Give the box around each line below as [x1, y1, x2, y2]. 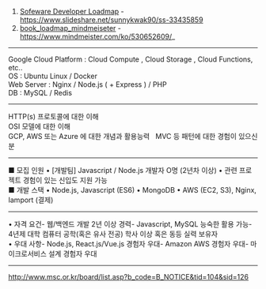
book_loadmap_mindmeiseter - [19, 24, 121, 32]
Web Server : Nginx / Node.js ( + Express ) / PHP [8, 80, 168, 89]
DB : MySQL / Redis [8, 88, 73, 97]
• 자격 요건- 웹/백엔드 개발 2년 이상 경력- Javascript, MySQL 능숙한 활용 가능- [8, 220, 253, 228]
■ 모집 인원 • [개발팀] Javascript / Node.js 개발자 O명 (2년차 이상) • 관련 [8, 166, 237, 175]
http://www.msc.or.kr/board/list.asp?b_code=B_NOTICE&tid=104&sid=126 [8, 272, 249, 281]
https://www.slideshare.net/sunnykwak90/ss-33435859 [19, 15, 203, 24]
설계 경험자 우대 [48, 249, 97, 258]
